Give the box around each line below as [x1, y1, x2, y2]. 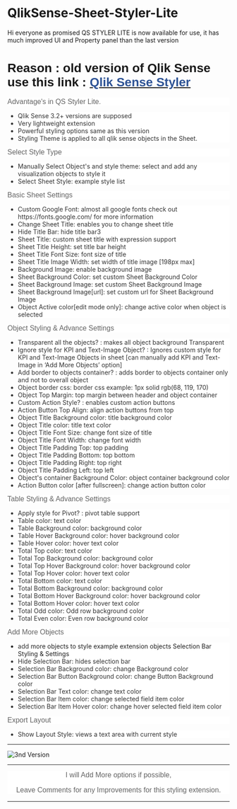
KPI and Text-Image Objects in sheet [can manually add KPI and [17, 352, 204, 362]
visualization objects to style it [17, 169, 106, 178]
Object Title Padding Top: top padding [17, 443, 128, 452]
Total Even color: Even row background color [17, 614, 149, 622]
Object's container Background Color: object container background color [17, 473, 230, 482]
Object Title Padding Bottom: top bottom [17, 451, 135, 459]
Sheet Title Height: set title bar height [17, 242, 126, 251]
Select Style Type [7, 147, 62, 156]
